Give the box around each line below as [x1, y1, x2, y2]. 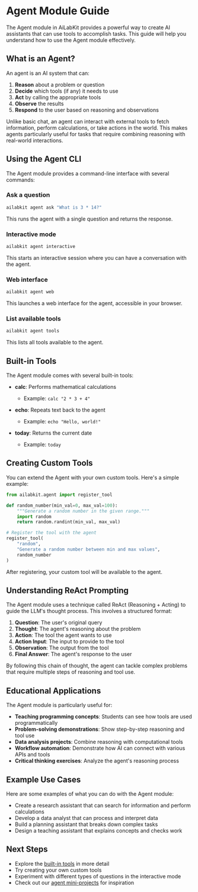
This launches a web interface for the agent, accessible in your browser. [6, 300, 183, 307]
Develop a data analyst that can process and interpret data [14, 814, 158, 821]
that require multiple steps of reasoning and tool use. [6, 668, 135, 676]
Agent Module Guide [6, 4, 110, 18]
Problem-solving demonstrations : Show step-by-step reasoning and [14, 725, 185, 733]
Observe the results [14, 100, 64, 107]
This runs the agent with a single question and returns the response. [6, 215, 173, 222]
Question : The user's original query [14, 619, 103, 626]
